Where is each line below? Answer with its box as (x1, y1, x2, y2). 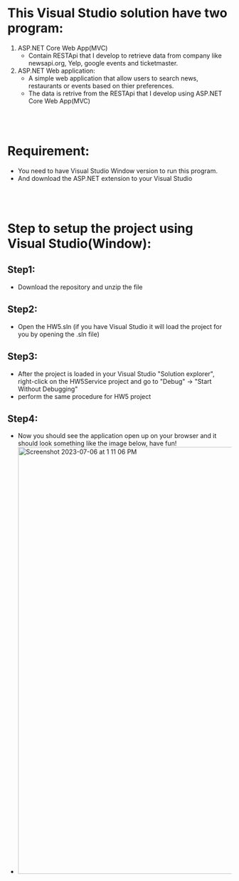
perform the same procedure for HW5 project (17, 392, 152, 400)
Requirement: (7, 143, 90, 160)
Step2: (7, 303, 38, 316)
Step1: (7, 264, 36, 276)
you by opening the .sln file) (17, 330, 100, 338)
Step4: (7, 412, 38, 424)
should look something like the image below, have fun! (17, 439, 177, 448)
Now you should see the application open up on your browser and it (17, 432, 217, 440)
